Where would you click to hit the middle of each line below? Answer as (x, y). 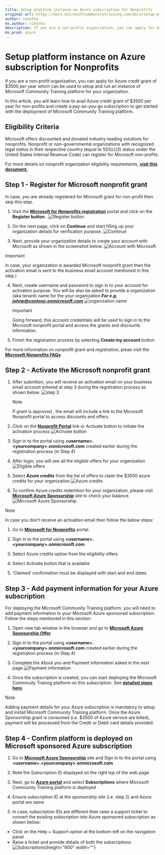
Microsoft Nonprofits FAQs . (34, 354)
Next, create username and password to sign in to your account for (80, 285)
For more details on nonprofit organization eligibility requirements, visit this (82, 164)
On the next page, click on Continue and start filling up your (73, 226)
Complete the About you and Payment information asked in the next (81, 663)
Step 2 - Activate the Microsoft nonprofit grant (78, 370)
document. (16, 169)
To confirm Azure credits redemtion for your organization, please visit (82, 491)
